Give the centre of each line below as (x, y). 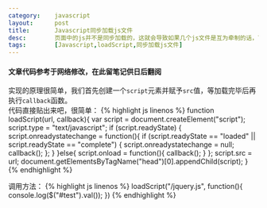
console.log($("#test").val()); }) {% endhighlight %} (92, 195)
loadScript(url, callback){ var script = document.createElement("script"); (127, 119)
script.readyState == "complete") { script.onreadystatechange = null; (121, 144)
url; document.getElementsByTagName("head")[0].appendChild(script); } (128, 162)
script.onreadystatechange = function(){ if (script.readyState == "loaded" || (132, 137)
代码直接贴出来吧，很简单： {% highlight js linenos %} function (111, 110)
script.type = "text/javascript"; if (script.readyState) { (95, 128)
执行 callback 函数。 (40, 101)
